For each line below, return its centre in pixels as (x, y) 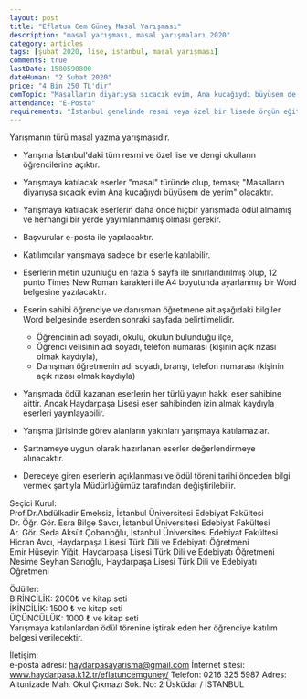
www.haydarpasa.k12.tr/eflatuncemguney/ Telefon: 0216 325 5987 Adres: (148, 675)
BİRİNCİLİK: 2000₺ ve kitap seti (69, 598)
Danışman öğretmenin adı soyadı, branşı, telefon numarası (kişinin (160, 366)
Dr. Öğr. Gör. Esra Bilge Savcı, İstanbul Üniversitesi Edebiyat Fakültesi (140, 523)
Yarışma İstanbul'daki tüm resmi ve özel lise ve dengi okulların (139, 155)
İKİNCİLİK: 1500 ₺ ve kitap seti (66, 609)
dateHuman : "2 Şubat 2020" (61, 78)
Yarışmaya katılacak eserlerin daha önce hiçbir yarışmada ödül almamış (157, 210)
